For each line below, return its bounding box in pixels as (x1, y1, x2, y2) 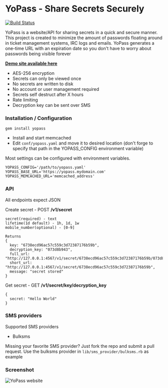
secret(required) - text (5, 216, 57, 221)
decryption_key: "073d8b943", (9, 247, 72, 252)
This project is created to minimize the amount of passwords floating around (5, 35, 162, 41)
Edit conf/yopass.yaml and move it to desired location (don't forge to (12, 140, 153, 146)
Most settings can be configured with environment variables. (5, 155, 130, 161)
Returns (5, 234, 21, 239)
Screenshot (5, 366, 34, 373)
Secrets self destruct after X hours (12, 91, 84, 97)
